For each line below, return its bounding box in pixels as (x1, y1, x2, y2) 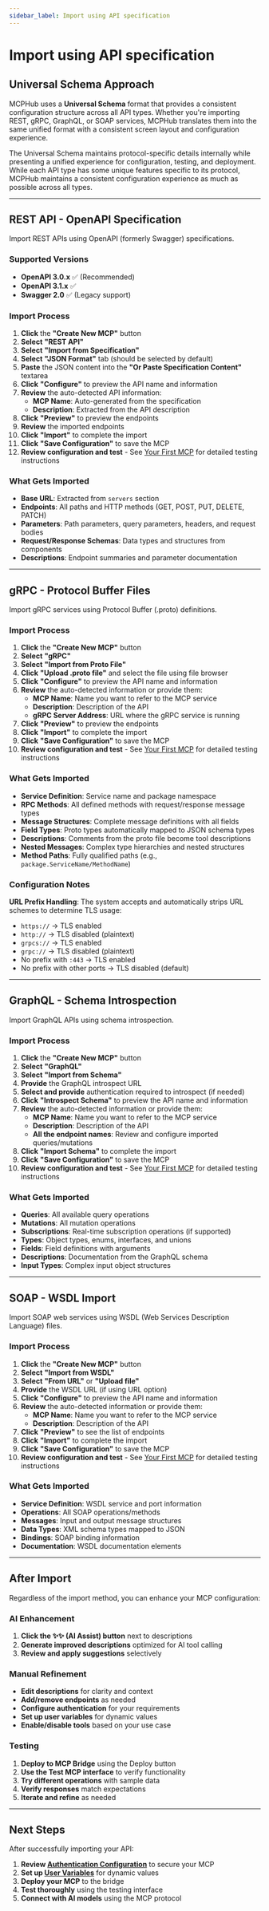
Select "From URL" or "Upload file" (20, 1376, 140, 1385)
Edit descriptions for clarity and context (20, 1687, 154, 1696)
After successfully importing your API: (9, 1844, 134, 1854)
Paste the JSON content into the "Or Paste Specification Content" (20, 362, 242, 372)
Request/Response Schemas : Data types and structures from (20, 536, 226, 546)
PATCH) (20, 511, 47, 520)
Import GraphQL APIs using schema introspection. (9, 1015, 174, 1025)
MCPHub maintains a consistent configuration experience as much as (9, 173, 239, 184)
